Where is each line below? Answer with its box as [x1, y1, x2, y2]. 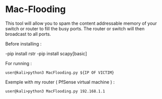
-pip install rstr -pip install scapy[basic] [5, 51, 87, 57]
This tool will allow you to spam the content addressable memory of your [5, 20, 157, 26]
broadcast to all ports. [5, 31, 52, 37]
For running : [5, 60, 32, 66]
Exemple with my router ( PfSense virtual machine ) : [5, 79, 115, 85]
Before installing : [5, 40, 42, 46]
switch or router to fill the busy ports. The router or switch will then [5, 25, 145, 31]
